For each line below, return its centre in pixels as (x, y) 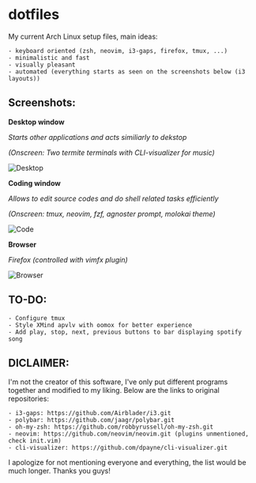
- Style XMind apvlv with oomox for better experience (100, 325)
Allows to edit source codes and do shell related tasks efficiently (113, 198)
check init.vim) (35, 441)
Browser (23, 244)
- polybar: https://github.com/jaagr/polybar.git (92, 421)
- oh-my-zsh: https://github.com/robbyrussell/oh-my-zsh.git (111, 427)
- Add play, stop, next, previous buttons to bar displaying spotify (125, 332)
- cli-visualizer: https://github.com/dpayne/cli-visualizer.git (118, 448)
